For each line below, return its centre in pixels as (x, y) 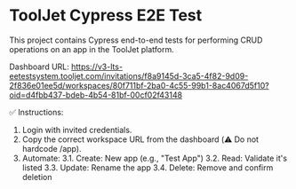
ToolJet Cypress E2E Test (106, 16)
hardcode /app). (52, 148)
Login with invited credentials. (77, 130)
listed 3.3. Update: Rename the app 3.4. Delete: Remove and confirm (148, 167)
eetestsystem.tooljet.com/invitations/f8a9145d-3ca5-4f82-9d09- (129, 75)
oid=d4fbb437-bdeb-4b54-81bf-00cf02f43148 (96, 95)
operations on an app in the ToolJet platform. (92, 49)
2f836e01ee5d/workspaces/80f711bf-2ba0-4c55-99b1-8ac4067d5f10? (139, 85)
